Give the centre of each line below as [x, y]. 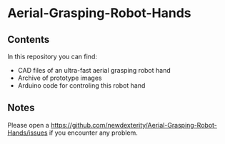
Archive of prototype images [60, 78]
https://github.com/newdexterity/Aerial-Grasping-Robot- [134, 125]
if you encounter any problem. [93, 133]
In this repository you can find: [52, 56]
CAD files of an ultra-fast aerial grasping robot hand [94, 70]
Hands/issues [27, 133]
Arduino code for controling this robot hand [81, 86]
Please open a [29, 125]
